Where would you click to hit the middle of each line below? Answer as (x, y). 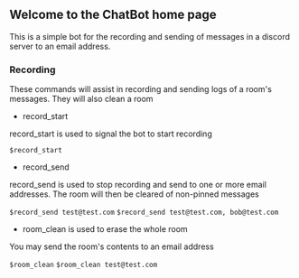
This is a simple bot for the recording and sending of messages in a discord (150, 36)
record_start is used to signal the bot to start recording (111, 134)
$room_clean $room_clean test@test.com (84, 265)
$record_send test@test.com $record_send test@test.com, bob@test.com (144, 213)
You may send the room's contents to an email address (112, 246)
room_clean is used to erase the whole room (105, 229)
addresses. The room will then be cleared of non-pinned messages (134, 194)
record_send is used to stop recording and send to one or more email (138, 185)
